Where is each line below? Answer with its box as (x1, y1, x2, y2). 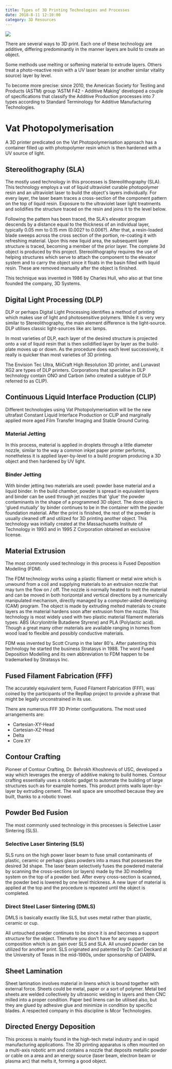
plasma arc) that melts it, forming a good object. (5, 1058, 107, 1064)
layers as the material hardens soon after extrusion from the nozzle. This (5, 608, 159, 615)
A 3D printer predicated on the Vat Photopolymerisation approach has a (5, 139, 157, 145)
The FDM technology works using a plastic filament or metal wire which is (5, 576, 162, 582)
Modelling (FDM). (5, 566, 43, 572)
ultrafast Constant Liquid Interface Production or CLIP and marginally (5, 412, 151, 418)
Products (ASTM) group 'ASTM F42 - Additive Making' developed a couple (5, 88, 163, 94)
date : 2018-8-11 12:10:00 (5, 12, 61, 17)
